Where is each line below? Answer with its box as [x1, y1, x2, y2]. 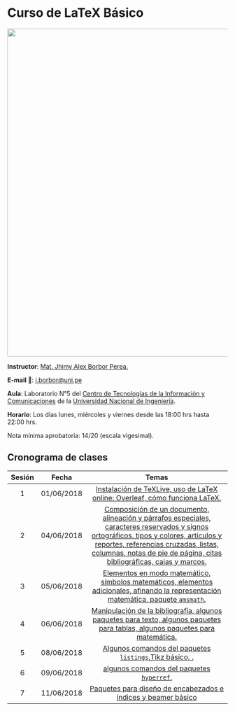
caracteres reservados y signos [104, 521, 209, 531]
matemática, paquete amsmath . [107, 594, 206, 604]
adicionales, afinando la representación [92, 586, 222, 596]
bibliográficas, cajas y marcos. [106, 556, 207, 566]
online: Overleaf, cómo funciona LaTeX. [92, 493, 222, 502]
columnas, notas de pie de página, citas [92, 548, 222, 558]
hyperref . [141, 672, 173, 682]
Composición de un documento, [104, 504, 210, 514]
